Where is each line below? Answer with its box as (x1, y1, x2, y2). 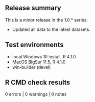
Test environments (5, 41, 64, 49)
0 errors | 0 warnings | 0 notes (5, 91, 67, 97)
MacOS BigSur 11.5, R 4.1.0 (12, 59, 66, 65)
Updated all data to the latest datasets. (12, 26, 91, 32)
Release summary (5, 4, 61, 12)
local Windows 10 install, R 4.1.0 (12, 53, 76, 59)
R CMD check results (5, 78, 71, 87)
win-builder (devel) (12, 64, 51, 70)
